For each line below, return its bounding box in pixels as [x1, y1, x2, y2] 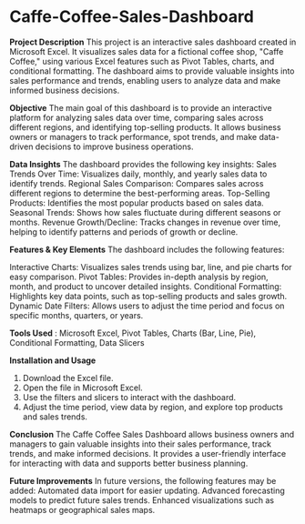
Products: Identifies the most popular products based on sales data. [9, 197, 264, 208]
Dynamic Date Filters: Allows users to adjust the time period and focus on [9, 300, 285, 311]
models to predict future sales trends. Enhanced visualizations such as [9, 494, 275, 506]
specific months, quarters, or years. [9, 309, 144, 320]
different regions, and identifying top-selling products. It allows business [9, 121, 281, 133]
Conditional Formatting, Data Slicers [9, 337, 145, 348]
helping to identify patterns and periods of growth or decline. [9, 226, 239, 237]
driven [9, 141, 34, 152]
